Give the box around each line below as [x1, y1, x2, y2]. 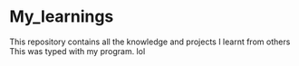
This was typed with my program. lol [9, 45, 146, 56]
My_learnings [9, 6, 114, 27]
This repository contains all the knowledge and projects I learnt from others [9, 36, 291, 47]
